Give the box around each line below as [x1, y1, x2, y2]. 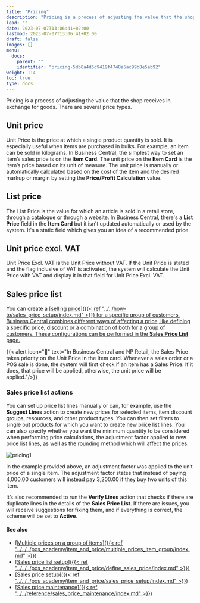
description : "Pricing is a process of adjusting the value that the [6, 14, 183, 20]
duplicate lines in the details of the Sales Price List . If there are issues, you [6, 499, 189, 507]
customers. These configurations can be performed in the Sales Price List [6, 330, 189, 338]
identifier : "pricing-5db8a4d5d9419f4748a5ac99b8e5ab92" [17, 64, 161, 70]
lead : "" [6, 20, 28, 26]
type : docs [6, 81, 33, 87]
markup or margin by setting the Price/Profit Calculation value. [6, 174, 162, 182]
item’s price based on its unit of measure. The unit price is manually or [6, 161, 179, 168]
